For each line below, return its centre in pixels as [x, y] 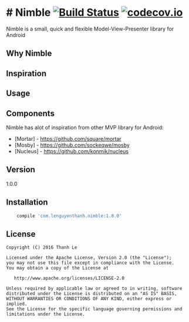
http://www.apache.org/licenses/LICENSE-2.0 [69, 279]
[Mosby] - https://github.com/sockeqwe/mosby [72, 145]
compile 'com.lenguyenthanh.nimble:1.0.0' [69, 216]
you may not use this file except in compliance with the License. [90, 263]
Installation [27, 202]
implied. [17, 304]
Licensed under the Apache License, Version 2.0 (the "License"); [89, 258]
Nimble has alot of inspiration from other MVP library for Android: [85, 127]
